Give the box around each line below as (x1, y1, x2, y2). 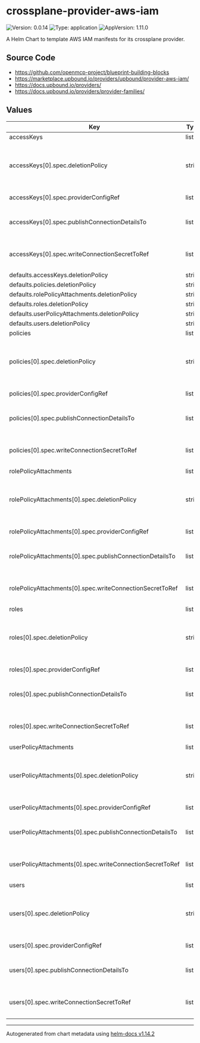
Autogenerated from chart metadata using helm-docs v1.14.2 (6, 1030, 155, 1037)
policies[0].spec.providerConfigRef (9, 389, 108, 397)
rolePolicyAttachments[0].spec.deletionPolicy (9, 495, 137, 504)
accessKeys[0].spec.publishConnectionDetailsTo (9, 218, 147, 226)
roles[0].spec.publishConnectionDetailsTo (9, 690, 127, 698)
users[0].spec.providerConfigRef (9, 941, 102, 949)
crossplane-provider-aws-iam (6, 4, 159, 18)
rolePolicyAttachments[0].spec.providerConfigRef (9, 527, 149, 535)
